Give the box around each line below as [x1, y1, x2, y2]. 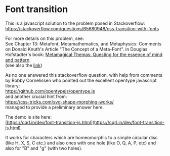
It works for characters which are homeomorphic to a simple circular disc [5, 134, 158, 140]
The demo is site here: [5, 114, 52, 120]
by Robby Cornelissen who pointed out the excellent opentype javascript [5, 77, 157, 83]
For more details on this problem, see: [5, 35, 84, 41]
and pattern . [5, 57, 31, 63]
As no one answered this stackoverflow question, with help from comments [5, 72, 163, 78]
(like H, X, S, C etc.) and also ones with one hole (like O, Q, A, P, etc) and [5, 140, 156, 146]
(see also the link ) [5, 62, 42, 68]
